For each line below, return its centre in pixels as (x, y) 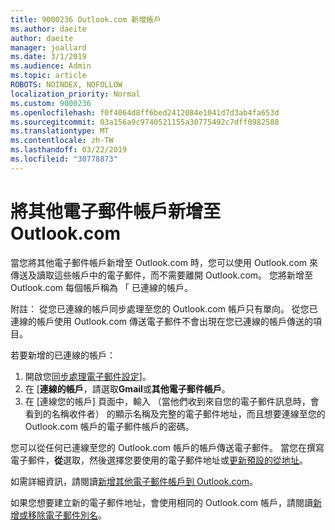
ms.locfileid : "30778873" (64, 159)
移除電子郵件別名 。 (67, 515)
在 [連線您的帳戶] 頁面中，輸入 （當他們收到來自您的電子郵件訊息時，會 (172, 401)
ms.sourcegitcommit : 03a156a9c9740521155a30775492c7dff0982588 (145, 122)
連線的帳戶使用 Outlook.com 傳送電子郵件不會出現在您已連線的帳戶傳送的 (161, 321)
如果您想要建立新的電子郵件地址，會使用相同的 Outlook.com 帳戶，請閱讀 (161, 502)
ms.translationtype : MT (60, 131)
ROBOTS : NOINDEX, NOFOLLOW (66, 85)
